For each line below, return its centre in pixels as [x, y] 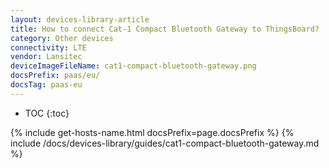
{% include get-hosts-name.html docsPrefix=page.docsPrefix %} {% [152, 132]
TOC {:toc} [47, 113]
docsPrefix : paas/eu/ [55, 76]
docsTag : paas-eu [46, 85]
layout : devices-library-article [80, 19]
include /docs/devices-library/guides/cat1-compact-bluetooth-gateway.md [165, 143]
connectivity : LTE [48, 47]
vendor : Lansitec [46, 57]
